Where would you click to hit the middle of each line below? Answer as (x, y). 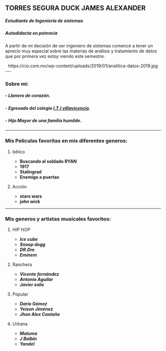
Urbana (20, 324)
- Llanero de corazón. (28, 95)
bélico (19, 152)
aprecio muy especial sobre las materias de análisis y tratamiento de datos (81, 51)
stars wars (31, 196)
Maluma (28, 333)
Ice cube (29, 239)
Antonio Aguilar (36, 279)
